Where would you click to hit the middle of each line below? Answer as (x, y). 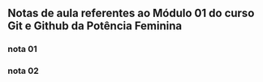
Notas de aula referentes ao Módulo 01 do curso (131, 13)
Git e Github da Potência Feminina (95, 26)
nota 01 (22, 50)
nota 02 (23, 71)
